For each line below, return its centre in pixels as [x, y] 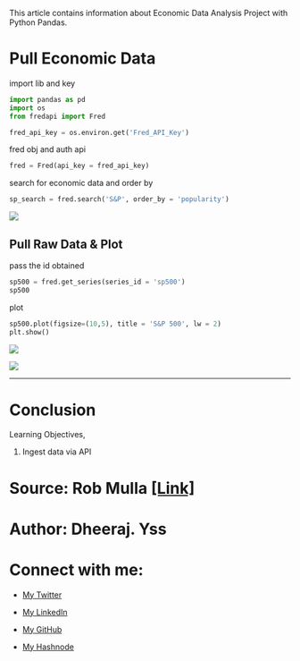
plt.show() [29, 332]
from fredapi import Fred [57, 116]
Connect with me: [77, 570]
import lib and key [42, 83]
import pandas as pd [48, 99]
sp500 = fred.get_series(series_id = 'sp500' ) [97, 282]
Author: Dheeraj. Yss [88, 529]
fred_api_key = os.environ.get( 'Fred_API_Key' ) [100, 132]
